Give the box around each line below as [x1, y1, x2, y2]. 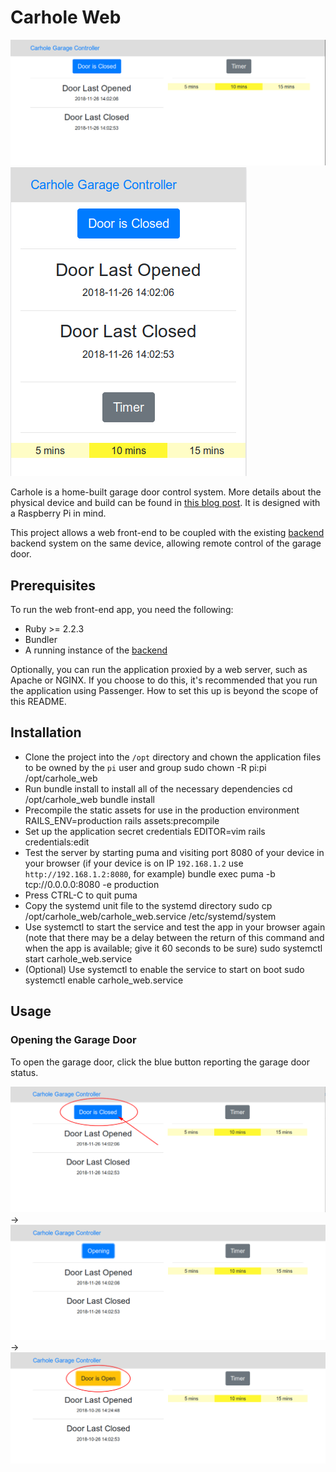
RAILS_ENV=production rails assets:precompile [24, 814, 220, 826]
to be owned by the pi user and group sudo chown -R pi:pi [24, 761, 267, 773]
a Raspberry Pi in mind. [10, 507, 107, 520]
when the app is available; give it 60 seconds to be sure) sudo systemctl [24, 942, 323, 954]
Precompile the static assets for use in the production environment [24, 804, 300, 816]
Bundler [24, 634, 58, 646]
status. [10, 1066, 39, 1078]
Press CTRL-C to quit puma [24, 889, 138, 901]
